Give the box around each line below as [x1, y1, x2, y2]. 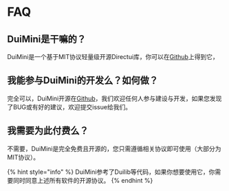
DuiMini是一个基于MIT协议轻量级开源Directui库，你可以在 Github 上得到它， [7, 53, 219, 60]
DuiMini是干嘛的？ [7, 33, 86, 45]
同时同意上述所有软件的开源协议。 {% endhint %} [12, 176, 153, 184]
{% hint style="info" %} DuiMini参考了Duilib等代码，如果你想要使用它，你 [7, 168, 215, 176]
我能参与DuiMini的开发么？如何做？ [7, 75, 158, 87]
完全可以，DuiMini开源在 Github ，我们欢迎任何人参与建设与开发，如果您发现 [7, 94, 222, 102]
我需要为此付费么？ [7, 125, 89, 137]
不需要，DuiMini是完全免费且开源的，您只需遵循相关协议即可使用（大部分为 [7, 144, 221, 153]
